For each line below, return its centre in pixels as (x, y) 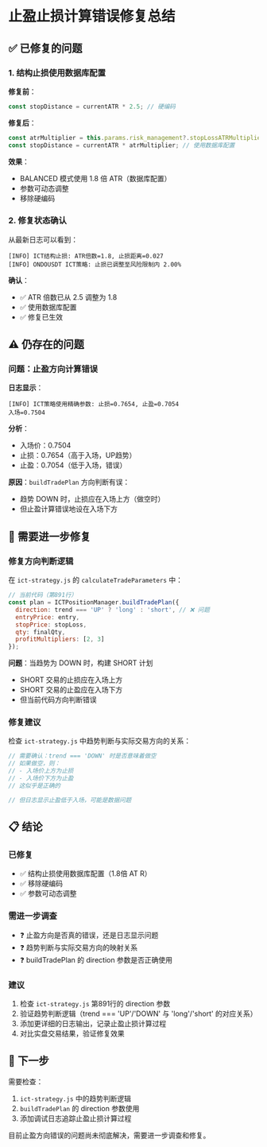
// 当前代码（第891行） (43, 595)
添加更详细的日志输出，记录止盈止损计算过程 (93, 1023)
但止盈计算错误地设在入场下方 (68, 509)
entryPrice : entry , (48, 617)
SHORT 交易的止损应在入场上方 (71, 680)
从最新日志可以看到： (43, 239)
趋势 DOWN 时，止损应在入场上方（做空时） (92, 499)
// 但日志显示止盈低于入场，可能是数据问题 (70, 800)
